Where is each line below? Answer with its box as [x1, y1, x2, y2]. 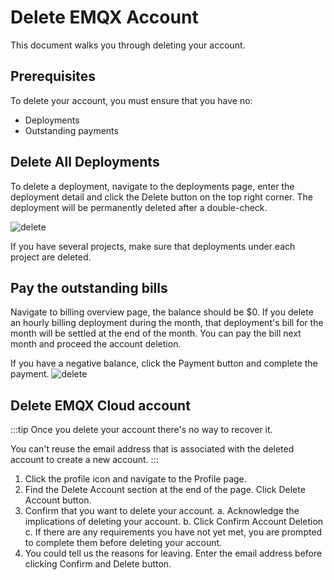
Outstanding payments [24, 124, 119, 136]
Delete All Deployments [10, 154, 160, 171]
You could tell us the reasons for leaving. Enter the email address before [24, 547, 323, 560]
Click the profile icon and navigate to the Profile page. [24, 473, 247, 485]
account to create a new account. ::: [10, 454, 159, 466]
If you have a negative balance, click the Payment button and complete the [10, 357, 318, 370]
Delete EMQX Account [10, 6, 199, 29]
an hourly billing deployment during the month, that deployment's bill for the [10, 317, 324, 329]
